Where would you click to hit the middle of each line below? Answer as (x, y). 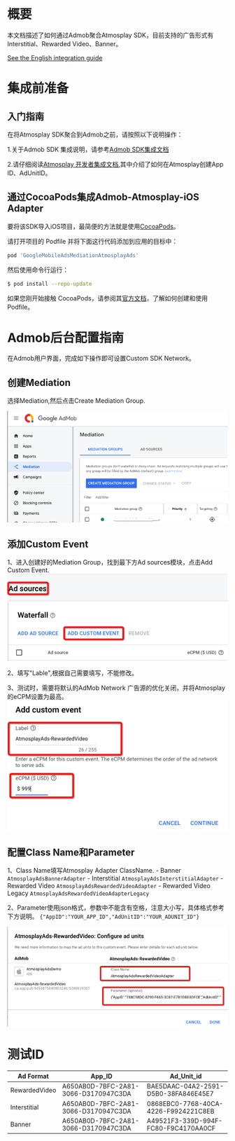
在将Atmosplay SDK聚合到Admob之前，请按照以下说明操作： (95, 134)
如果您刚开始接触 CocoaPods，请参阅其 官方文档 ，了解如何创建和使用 (108, 298)
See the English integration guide (55, 57)
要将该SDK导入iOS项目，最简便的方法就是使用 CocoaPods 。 (93, 226)
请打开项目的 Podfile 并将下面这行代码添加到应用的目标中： (93, 241)
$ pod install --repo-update (50, 284)
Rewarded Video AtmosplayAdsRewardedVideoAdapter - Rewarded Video (109, 886)
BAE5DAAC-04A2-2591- (185, 1086)
